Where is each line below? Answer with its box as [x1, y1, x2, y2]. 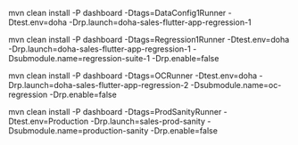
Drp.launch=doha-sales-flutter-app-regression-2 [8, 80, 189, 90]
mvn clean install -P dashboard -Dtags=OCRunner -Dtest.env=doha [8, 70, 258, 81]
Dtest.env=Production [8, 116, 89, 126]
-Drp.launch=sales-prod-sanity [90, 116, 206, 126]
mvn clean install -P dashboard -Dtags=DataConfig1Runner [8, 8, 227, 18]
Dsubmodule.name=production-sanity [8, 125, 149, 136]
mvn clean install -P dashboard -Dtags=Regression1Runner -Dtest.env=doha [8, 35, 290, 44]
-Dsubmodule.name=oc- [190, 80, 282, 90]
